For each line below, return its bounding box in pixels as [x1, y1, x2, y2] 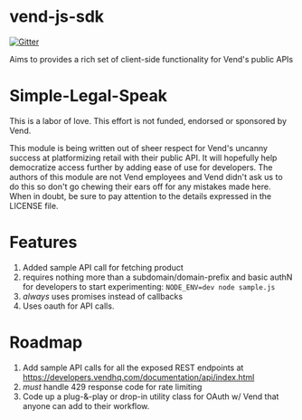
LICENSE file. [9, 200, 59, 211]
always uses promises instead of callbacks [22, 291, 184, 301]
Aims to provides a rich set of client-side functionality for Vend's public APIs [9, 53, 294, 64]
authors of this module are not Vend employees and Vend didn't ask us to [9, 171, 283, 182]
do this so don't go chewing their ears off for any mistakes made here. [9, 181, 271, 192]
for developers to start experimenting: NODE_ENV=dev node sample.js [22, 281, 276, 291]
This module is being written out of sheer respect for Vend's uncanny [9, 142, 269, 153]
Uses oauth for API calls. [22, 301, 115, 311]
